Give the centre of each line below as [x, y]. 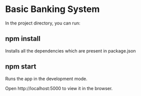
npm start [21, 67]
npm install [23, 39]
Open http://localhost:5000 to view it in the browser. [59, 88]
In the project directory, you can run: [43, 23]
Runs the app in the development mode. [46, 78]
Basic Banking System [52, 9]
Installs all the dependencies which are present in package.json [70, 50]
